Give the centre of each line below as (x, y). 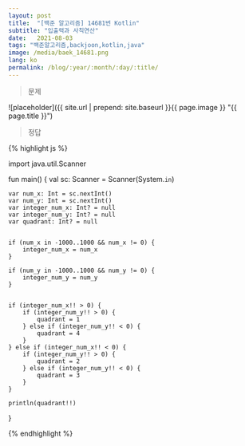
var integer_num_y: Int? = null (62, 215)
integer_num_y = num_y (60, 277)
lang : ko (23, 61)
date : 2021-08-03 (41, 38)
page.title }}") (31, 116)
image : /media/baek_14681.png (59, 53)
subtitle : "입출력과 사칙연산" (53, 30)
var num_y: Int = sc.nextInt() (60, 200)
